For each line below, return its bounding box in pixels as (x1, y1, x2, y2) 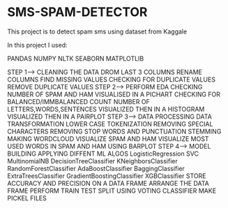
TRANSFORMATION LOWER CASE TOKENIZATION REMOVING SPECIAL (7, 119, 213, 128)
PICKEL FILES (7, 193, 47, 202)
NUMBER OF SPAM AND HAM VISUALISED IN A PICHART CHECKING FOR (7, 90, 221, 98)
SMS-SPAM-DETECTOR (7, 4, 148, 20)
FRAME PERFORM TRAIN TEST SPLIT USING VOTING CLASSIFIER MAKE (7, 186, 217, 195)
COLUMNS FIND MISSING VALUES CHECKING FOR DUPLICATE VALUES (7, 75, 216, 84)
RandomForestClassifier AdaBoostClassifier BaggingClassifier (7, 164, 185, 172)
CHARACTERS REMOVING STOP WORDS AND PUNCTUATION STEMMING (7, 127, 222, 135)
